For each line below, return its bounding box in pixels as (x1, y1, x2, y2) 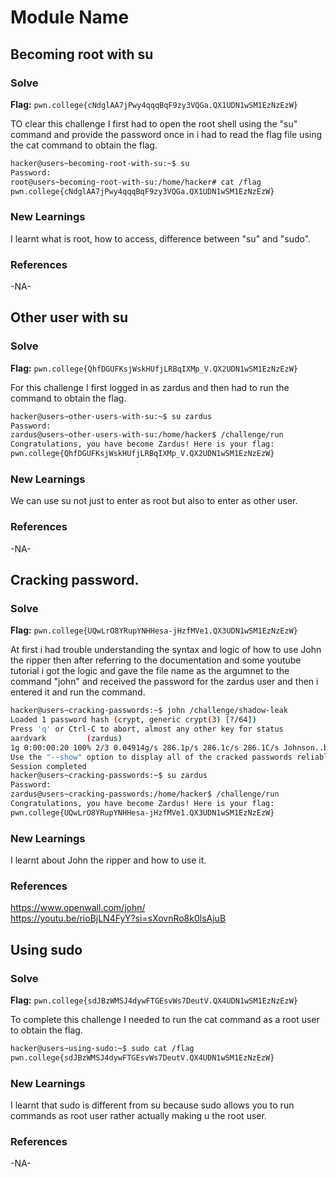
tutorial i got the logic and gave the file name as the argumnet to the (10, 665, 290, 677)
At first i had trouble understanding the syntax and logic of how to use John (10, 644, 322, 656)
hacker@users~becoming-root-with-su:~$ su (10, 158, 190, 168)
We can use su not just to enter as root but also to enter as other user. (10, 495, 298, 507)
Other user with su (10, 309, 129, 326)
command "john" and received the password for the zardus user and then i (10, 676, 319, 688)
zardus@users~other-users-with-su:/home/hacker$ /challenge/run (10, 430, 284, 440)
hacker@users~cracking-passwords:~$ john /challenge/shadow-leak (10, 706, 288, 716)
